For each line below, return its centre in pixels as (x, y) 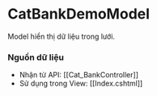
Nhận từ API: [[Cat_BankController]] (79, 75)
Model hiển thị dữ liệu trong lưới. (61, 36)
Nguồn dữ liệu (36, 57)
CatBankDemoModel (79, 14)
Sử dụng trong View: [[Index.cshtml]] (81, 83)
